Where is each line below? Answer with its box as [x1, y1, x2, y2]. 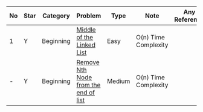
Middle [76, 25, 96, 34]
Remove [76, 58, 100, 66]
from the [76, 81, 101, 89]
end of [76, 88, 95, 96]
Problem [76, 12, 101, 20]
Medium [106, 77, 130, 85]
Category [42, 12, 71, 20]
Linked [76, 41, 95, 49]
